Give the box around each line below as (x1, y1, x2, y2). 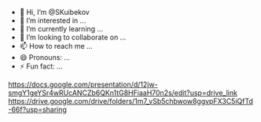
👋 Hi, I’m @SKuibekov (19, 8, 90, 17)
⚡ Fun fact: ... (19, 61, 63, 71)
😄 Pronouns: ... (19, 53, 71, 62)
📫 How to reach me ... (19, 42, 93, 50)
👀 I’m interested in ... (19, 16, 86, 25)
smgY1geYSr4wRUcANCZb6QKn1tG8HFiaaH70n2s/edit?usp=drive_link (8, 88, 238, 98)
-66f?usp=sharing (8, 105, 67, 114)
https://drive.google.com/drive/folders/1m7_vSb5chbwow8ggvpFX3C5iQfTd (8, 97, 253, 105)
